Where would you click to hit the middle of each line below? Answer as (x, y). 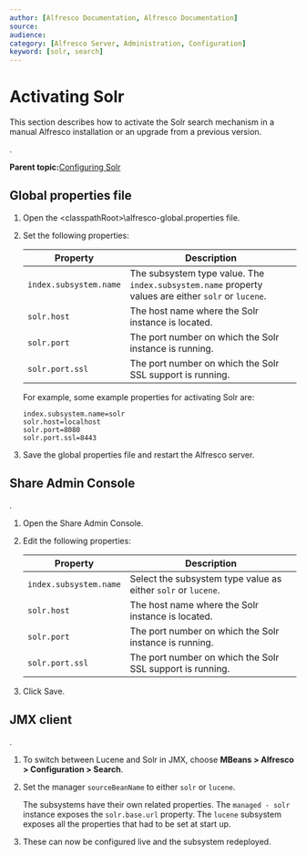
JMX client (41, 720)
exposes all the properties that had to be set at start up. (127, 824)
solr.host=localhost (61, 422)
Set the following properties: (76, 235)
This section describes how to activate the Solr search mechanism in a (142, 122)
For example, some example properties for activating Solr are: (138, 397)
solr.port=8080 (51, 429)
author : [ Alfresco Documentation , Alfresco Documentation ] (124, 18)
